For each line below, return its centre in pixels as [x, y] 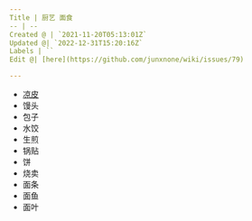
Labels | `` [32, 51]
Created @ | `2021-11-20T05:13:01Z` [78, 34]
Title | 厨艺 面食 [41, 18]
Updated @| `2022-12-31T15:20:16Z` [76, 43]
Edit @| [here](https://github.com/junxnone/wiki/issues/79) [127, 60]
